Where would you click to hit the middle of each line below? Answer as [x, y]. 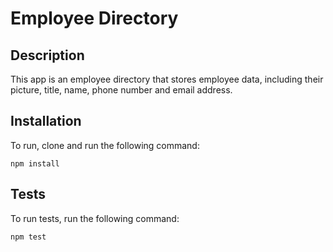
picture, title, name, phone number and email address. [121, 90]
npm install [35, 163]
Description [47, 55]
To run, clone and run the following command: [105, 145]
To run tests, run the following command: [95, 218]
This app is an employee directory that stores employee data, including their [167, 79]
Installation [46, 121]
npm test [28, 237]
